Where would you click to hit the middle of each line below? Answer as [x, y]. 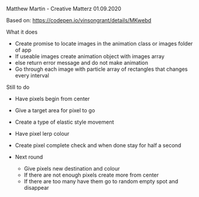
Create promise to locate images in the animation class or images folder [104, 44]
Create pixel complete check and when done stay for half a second [98, 145]
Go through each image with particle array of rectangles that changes [101, 69]
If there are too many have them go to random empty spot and [101, 181]
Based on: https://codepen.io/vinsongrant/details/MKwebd [79, 20]
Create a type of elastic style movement [64, 122]
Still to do [18, 87]
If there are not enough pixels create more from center [91, 175]
